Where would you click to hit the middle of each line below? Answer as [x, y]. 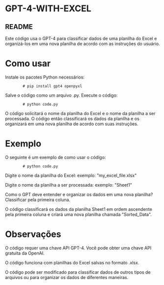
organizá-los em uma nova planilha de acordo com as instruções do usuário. [82, 44]
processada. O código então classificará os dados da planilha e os [72, 118]
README [19, 27]
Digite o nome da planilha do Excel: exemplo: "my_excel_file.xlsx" [71, 175]
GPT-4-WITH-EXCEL [48, 9]
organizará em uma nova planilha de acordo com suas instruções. [72, 124]
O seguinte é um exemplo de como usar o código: [55, 157]
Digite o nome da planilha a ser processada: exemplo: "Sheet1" [69, 185]
